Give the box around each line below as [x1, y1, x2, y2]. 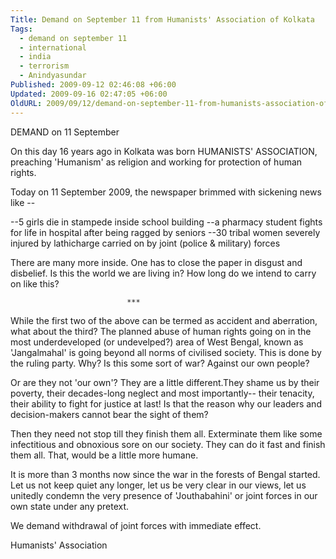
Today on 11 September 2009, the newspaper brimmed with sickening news [10, 186, 322, 198]
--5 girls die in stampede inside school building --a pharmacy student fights [10, 216, 323, 228]
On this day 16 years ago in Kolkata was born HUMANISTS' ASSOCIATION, [10, 145, 318, 157]
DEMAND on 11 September [10, 126, 120, 138]
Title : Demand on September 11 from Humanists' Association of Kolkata [10, 14, 315, 25]
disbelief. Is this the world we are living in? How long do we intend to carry [10, 267, 317, 279]
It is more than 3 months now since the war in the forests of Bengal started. [10, 468, 321, 480]
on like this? [10, 277, 60, 290]
